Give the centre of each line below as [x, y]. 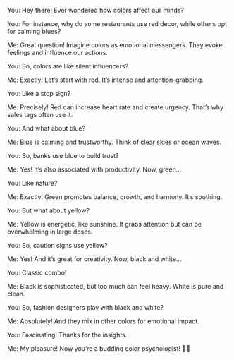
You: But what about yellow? [49, 210]
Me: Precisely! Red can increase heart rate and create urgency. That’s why [116, 107]
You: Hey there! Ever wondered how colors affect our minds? [96, 10]
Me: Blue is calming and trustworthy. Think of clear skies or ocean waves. [115, 142]
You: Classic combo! [37, 272]
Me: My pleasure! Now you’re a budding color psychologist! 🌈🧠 [99, 348]
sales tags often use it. [40, 115]
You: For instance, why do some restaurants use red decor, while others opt [117, 24]
